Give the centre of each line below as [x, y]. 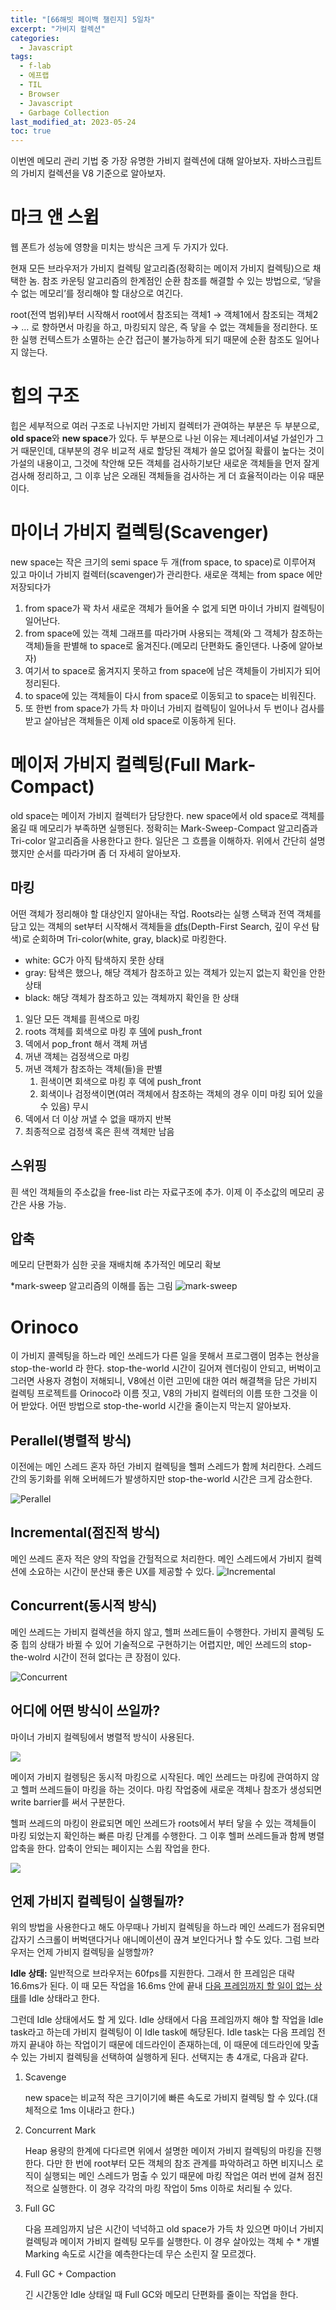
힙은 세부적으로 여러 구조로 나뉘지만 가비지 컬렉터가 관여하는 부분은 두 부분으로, [165, 425]
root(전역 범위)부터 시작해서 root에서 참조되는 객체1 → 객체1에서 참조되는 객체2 [164, 315]
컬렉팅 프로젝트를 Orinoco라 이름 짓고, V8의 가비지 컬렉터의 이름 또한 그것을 [159, 1393]
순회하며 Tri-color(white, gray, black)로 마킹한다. [129, 938]
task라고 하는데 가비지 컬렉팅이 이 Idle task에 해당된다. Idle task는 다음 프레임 [162, 2032]
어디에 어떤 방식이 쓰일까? [85, 1711]
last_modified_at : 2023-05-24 [73, 122]
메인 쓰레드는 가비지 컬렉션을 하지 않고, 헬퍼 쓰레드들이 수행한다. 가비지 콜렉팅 [162, 1632]
